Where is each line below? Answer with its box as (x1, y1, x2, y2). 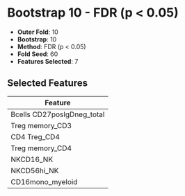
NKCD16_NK (10, 154, 54, 164)
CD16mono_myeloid (10, 177, 78, 186)
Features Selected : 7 (17, 57, 79, 65)
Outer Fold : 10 (17, 28, 59, 36)
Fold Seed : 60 (17, 50, 58, 58)
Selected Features (7, 78, 88, 89)
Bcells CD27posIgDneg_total (10, 109, 105, 119)
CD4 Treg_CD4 (10, 132, 61, 141)
